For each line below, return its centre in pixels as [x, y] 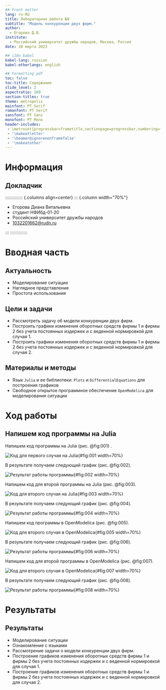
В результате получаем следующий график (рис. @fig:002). [68, 465]
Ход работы [31, 416]
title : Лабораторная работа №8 [37, 19]
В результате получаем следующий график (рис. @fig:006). [68, 542]
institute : [16, 38]
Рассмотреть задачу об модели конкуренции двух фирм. [73, 321]
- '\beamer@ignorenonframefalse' [42, 138]
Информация [34, 167]
